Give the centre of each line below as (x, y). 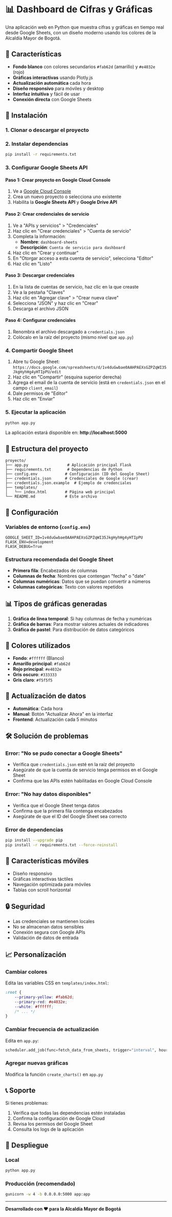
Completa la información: (39, 236)
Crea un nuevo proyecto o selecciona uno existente (67, 197)
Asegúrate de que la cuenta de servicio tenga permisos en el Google (85, 770)
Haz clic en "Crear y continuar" (46, 253)
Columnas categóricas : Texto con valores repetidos (68, 587)
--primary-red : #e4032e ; (41, 1002)
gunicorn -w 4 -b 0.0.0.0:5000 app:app (48, 1194)
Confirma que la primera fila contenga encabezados (68, 811)
